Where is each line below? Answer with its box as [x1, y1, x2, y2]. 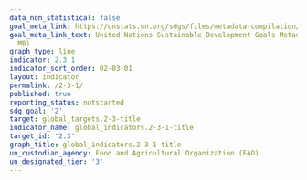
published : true [9, 89, 71, 98]
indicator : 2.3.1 [9, 55, 76, 65]
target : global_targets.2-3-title [9, 115, 142, 124]
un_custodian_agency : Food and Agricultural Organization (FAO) [9, 148, 259, 157]
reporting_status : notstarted [9, 97, 125, 107]
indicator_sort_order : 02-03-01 [9, 65, 132, 74]
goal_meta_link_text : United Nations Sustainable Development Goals [9, 30, 276, 39]
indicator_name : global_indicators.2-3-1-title [9, 124, 195, 133]
